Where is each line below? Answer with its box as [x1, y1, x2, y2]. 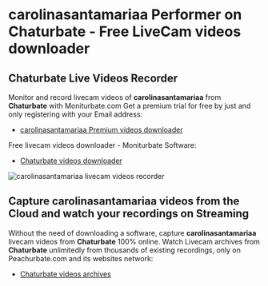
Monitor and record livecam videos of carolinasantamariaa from [8, 93, 222, 101]
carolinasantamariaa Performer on [8, 6, 242, 24]
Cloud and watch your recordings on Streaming [8, 207, 250, 220]
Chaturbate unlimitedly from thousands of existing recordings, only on [8, 245, 242, 255]
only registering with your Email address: [8, 109, 143, 119]
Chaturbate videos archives [19, 269, 112, 279]
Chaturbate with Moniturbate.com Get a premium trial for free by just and [8, 101, 251, 110]
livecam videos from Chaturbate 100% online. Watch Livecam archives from [8, 236, 260, 246]
